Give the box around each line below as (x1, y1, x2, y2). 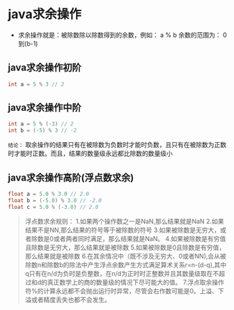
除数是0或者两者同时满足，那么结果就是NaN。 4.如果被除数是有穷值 (31, 234, 226, 242)
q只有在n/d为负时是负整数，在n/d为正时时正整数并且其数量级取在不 (24, 269, 219, 277)
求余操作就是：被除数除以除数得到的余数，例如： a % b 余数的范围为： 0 (17, 31, 227, 39)
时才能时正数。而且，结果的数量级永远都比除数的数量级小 (8, 149, 173, 157)
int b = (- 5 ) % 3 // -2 (8, 127, 77, 134)
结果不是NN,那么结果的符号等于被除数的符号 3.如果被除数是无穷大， (24, 226, 221, 234)
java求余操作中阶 (8, 102, 82, 114)
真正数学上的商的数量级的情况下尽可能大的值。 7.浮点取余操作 (47, 278, 225, 286)
